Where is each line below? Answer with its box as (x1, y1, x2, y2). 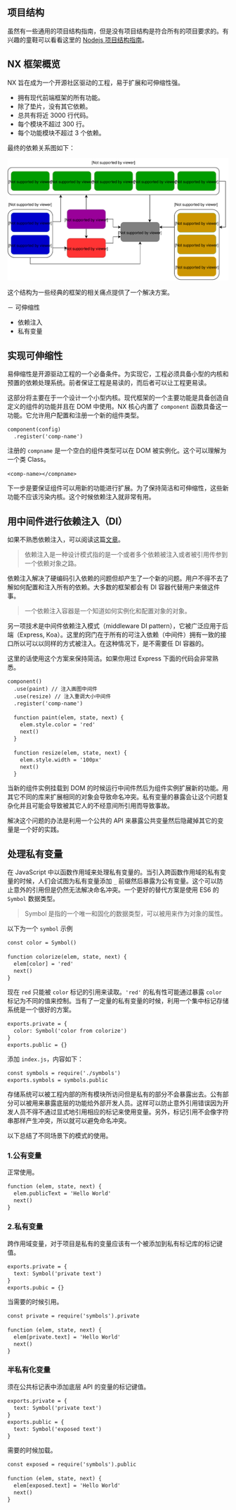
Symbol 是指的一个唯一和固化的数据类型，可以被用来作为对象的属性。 (24, 909, 227, 918)
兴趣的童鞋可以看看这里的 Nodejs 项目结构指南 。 (7, 35, 149, 44)
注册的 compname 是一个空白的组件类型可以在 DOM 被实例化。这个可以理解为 (7, 446, 227, 455)
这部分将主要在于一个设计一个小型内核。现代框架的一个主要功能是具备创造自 (7, 393, 229, 402)
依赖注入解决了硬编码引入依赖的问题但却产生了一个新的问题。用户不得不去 (7, 574, 223, 583)
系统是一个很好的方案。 (7, 1005, 75, 1014)
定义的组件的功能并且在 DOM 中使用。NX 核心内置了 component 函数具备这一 (7, 403, 228, 411)
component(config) (7, 426, 61, 434)
